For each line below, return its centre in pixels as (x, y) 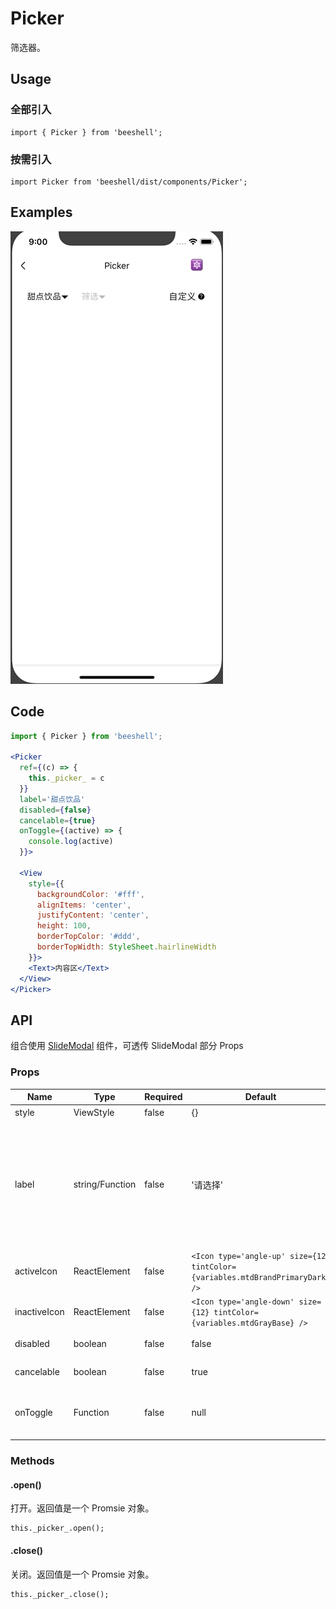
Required (163, 1097)
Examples (41, 212)
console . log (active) (71, 842)
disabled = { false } (55, 810)
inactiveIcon (39, 1312)
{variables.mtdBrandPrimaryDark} (261, 1277)
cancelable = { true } (58, 820)
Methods (32, 1461)
